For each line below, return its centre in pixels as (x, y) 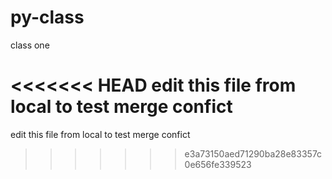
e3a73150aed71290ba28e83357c (253, 153)
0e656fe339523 (218, 164)
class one (30, 45)
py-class (47, 17)
